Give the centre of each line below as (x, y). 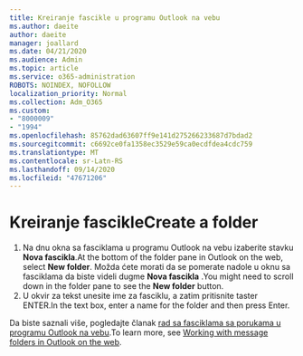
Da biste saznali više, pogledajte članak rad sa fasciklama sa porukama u (145, 323)
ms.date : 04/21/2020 (48, 52)
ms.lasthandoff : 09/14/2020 (62, 169)
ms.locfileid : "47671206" (58, 178)
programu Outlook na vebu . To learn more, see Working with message (139, 332)
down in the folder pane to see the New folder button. (123, 286)
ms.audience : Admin (46, 60)
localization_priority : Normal (68, 93)
